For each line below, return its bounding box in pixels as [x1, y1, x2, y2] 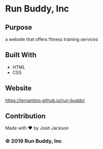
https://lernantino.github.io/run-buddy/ [5, 97, 85, 103]
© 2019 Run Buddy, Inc [5, 137, 62, 144]
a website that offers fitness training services [5, 36, 98, 42]
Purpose [5, 23, 32, 32]
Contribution [5, 112, 46, 120]
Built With [5, 51, 36, 59]
